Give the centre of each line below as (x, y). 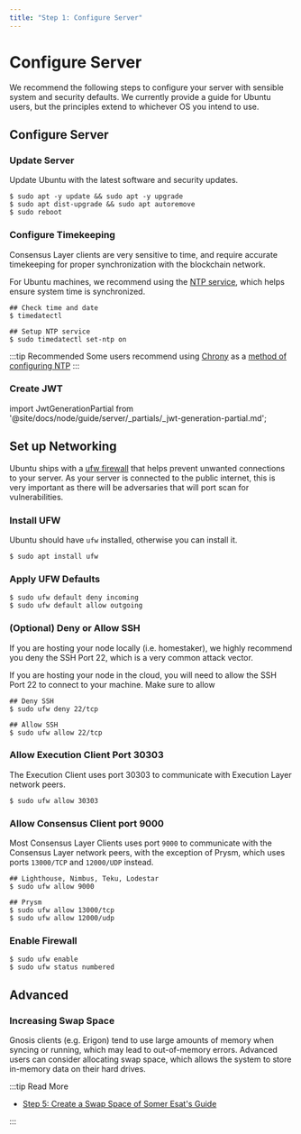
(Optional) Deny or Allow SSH (75, 628)
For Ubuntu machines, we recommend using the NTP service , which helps (147, 281)
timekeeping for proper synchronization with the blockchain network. (137, 264)
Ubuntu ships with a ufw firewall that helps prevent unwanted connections (147, 468)
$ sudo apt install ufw (54, 556)
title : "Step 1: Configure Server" (76, 18)
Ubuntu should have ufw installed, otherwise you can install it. (123, 540)
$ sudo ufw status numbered (62, 967)
